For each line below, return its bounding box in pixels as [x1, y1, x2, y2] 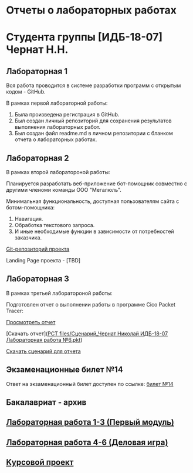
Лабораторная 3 [6, 274, 69, 284]
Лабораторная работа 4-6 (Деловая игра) [6, 437, 168, 447]
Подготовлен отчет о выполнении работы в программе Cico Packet [6, 301, 176, 308]
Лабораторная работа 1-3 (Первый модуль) [6, 417, 174, 427]
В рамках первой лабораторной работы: [6, 99, 108, 106]
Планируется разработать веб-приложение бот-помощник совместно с [6, 180, 188, 187]
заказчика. [14, 234, 42, 241]
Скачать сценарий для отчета [6, 348, 81, 355]
